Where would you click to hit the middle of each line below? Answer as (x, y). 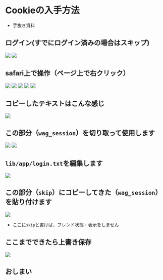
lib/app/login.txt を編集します (54, 163)
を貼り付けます (29, 202)
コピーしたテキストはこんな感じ (55, 104)
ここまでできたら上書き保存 (48, 242)
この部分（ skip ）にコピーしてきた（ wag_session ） (84, 193)
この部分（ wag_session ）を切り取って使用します (80, 133)
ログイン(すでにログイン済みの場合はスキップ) (77, 43)
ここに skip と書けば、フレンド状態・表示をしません (66, 225)
